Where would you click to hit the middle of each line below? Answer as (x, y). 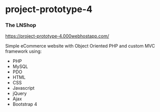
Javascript (23, 88)
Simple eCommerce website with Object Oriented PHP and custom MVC (80, 46)
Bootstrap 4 (25, 104)
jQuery (19, 94)
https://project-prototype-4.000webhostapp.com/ (57, 36)
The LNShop (21, 25)
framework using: (23, 51)
